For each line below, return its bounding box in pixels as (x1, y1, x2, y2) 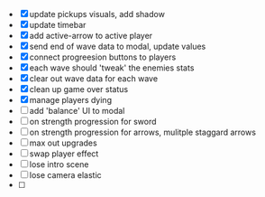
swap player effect (29, 148, 99, 159)
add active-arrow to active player (29, 31, 153, 41)
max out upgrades (29, 137, 97, 148)
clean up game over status (29, 84, 129, 94)
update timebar (29, 20, 87, 30)
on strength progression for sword (29, 117, 157, 127)
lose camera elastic (29, 170, 102, 180)
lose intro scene (29, 159, 89, 170)
